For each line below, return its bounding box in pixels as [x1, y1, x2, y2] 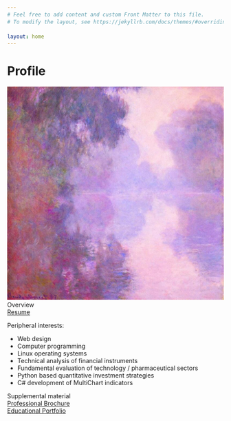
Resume [7, 308, 31, 316]
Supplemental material [7, 392, 71, 400]
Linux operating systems [16, 349, 87, 358]
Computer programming [16, 342, 86, 351]
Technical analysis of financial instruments [16, 357, 138, 365]
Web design [16, 335, 52, 343]
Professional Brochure [7, 400, 70, 408]
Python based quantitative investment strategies [16, 371, 155, 380]
